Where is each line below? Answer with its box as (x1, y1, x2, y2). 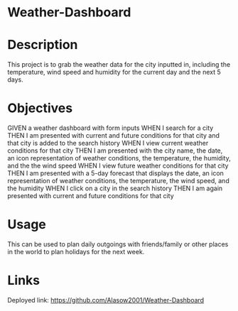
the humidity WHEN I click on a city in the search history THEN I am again (7, 184, 223, 192)
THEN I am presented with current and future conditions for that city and (7, 131, 220, 140)
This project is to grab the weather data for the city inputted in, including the (7, 60, 231, 69)
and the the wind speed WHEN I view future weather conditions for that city (7, 161, 229, 170)
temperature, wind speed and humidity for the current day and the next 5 (7, 68, 222, 77)
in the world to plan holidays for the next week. (7, 248, 145, 256)
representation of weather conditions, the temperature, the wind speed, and (7, 177, 229, 185)
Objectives (7, 100, 73, 116)
